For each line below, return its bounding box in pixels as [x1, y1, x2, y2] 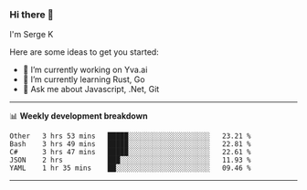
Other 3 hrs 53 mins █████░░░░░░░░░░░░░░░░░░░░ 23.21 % [9, 132, 251, 141]
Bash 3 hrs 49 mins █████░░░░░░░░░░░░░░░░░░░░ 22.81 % [9, 140, 251, 149]
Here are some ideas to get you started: [9, 47, 160, 58]
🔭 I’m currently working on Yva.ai [22, 64, 148, 76]
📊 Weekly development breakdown [9, 111, 148, 121]
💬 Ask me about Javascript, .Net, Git [22, 84, 160, 95]
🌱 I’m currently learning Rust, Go [22, 74, 145, 85]
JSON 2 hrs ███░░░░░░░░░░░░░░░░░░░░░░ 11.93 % [9, 155, 251, 165]
